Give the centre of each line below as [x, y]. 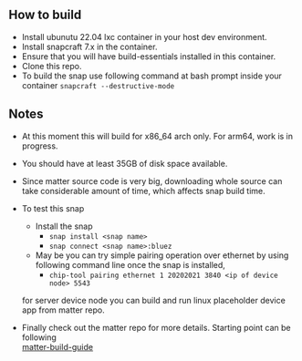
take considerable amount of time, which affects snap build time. [143, 191]
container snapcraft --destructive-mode [98, 85]
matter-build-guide [57, 346]
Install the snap [64, 226]
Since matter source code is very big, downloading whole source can [152, 180]
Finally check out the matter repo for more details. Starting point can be [156, 327]
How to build [45, 15]
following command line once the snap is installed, [130, 264]
